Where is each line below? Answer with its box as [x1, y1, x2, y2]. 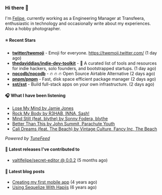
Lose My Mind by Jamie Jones [12, 105, 74, 111]
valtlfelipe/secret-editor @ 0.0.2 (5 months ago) [12, 157, 108, 163]
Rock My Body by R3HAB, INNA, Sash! [12, 110, 90, 116]
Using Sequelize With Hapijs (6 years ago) [12, 184, 97, 190]
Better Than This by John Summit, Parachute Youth [12, 121, 115, 126]
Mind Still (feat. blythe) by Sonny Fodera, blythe [12, 115, 108, 121]
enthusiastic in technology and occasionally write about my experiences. [5, 20, 151, 26]
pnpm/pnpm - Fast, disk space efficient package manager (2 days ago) [12, 76, 157, 82]
